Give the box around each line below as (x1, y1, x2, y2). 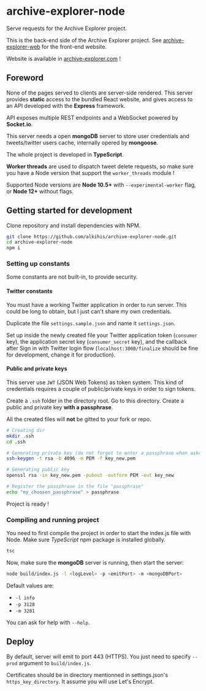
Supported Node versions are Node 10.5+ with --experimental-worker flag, (6, 181, 196, 188)
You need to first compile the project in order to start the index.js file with (6, 530, 191, 537)
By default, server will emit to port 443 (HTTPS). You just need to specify (6, 652, 191, 660)
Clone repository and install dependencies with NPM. (6, 222, 141, 229)
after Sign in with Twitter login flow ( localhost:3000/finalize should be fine (6, 344, 198, 352)
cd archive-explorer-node (6, 239, 72, 245)
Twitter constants (6, 287, 53, 295)
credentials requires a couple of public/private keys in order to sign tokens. (6, 385, 196, 392)
